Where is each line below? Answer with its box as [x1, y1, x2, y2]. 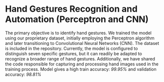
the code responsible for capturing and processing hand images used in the [5, 61, 159, 67]
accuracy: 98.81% [5, 71, 42, 77]
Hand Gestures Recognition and [5, 3, 138, 15]
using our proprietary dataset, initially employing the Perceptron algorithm [5, 35, 155, 41]
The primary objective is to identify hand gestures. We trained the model [5, 30, 152, 36]
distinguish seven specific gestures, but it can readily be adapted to [5, 50, 142, 57]
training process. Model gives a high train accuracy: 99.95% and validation [5, 66, 157, 72]
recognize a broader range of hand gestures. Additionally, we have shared [5, 56, 156, 61]
